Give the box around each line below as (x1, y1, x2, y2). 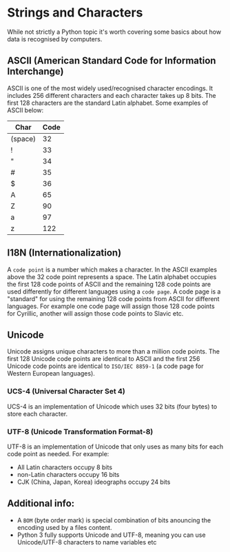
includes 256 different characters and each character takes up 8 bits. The (7, 91, 216, 99)
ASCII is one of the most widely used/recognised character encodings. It (7, 84, 213, 92)
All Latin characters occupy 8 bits (17, 463, 112, 471)
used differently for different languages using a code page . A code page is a (7, 287, 221, 296)
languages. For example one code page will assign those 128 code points (7, 302, 215, 310)
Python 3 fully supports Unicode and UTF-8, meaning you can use (17, 531, 206, 539)
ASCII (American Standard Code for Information (7, 55, 216, 67)
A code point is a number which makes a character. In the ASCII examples (7, 265, 218, 274)
